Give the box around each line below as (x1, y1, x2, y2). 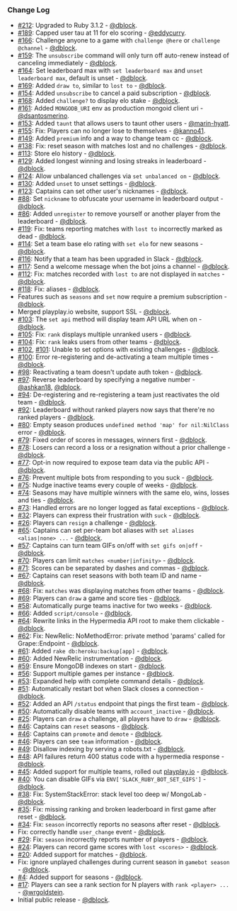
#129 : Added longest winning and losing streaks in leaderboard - (17, 157, 207, 165)
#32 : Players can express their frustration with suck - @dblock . (17, 511, 202, 519)
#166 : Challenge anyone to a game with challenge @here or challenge (17, 36, 221, 45)
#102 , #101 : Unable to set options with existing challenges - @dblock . (17, 346, 220, 354)
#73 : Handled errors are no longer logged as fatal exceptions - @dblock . (17, 504, 230, 512)
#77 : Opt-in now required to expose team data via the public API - (17, 458, 210, 467)
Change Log (7, 5, 50, 15)
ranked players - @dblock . (17, 413, 96, 421)
